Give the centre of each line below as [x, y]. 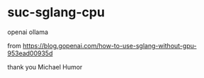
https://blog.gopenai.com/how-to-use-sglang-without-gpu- [109, 45]
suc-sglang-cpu [56, 12]
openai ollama [28, 32]
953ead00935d [30, 53]
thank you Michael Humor [45, 67]
